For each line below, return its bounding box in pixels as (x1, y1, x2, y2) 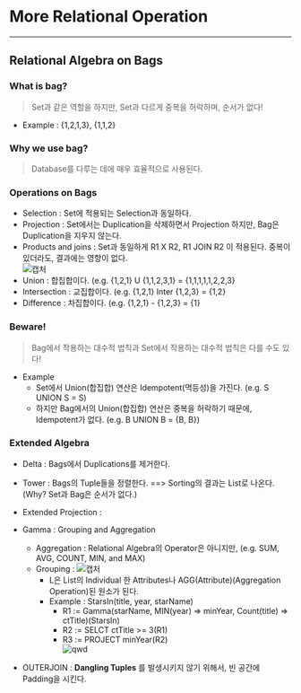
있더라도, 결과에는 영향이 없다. (21, 253, 128, 264)
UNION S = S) (35, 392, 87, 403)
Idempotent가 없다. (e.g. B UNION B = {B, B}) (35, 414, 200, 425)
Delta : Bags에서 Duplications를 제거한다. (21, 458, 170, 469)
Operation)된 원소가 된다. (48, 585, 139, 596)
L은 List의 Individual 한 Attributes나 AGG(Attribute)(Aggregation (48, 575, 281, 585)
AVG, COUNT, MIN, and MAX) (35, 552, 146, 563)
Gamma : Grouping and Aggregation (21, 523, 157, 535)
